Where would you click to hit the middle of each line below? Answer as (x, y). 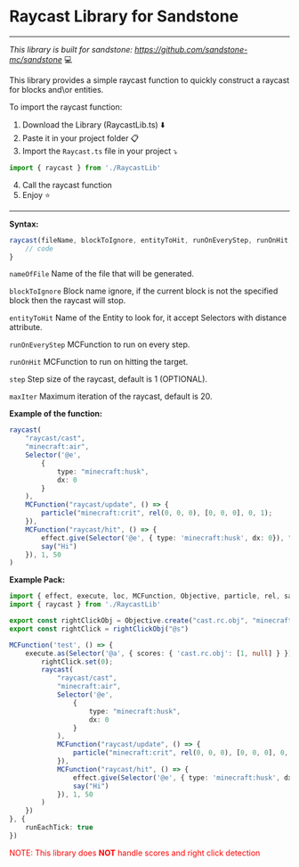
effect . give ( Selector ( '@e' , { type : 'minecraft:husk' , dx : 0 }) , (163, 538)
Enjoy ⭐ (36, 194)
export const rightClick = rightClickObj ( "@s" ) (99, 629)
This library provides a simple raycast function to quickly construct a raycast (149, 80)
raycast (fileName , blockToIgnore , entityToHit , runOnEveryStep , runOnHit (149, 240)
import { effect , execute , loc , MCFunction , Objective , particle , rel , (145, 596)
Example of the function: (56, 414)
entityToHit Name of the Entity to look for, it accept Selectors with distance (148, 318)
